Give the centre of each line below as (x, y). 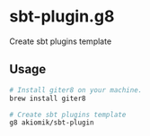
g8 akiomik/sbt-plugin (52, 123)
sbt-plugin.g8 (62, 17)
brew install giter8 (48, 98)
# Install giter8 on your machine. (76, 90)
